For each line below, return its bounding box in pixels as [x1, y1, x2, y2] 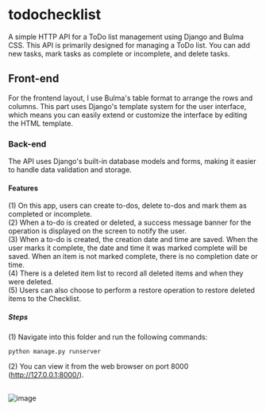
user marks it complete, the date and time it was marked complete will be [8, 243, 248, 252]
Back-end [8, 138, 47, 149]
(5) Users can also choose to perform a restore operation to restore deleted [8, 285, 256, 296]
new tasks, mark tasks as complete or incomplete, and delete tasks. [8, 49, 230, 58]
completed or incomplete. [8, 209, 93, 219]
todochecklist [8, 6, 102, 24]
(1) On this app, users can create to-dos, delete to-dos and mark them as [8, 201, 248, 210]
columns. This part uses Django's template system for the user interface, [8, 101, 247, 111]
